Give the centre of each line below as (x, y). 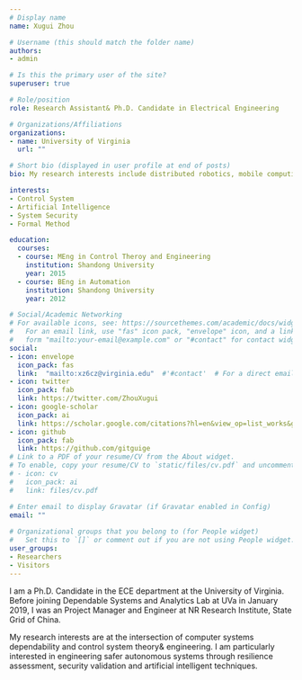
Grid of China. (35, 619)
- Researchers (36, 557)
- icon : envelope (42, 356)
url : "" (32, 149)
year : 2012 (46, 299)
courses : (34, 248)
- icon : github (38, 432)
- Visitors (30, 565)
